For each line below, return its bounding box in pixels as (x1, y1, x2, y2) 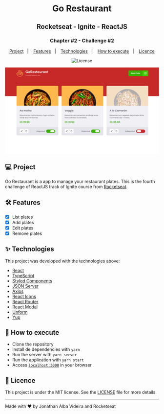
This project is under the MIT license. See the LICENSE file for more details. (5, 390, 157, 395)
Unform (12, 309, 28, 315)
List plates (12, 214, 33, 220)
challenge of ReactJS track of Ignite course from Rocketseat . (5, 184, 128, 189)
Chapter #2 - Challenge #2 (50, 37, 114, 44)
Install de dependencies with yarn (12, 346, 81, 352)
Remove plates (12, 230, 42, 236)
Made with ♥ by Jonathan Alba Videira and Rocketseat (5, 403, 116, 409)
